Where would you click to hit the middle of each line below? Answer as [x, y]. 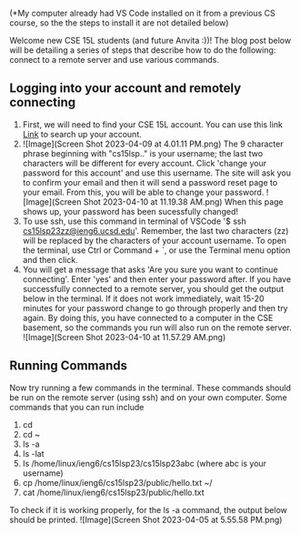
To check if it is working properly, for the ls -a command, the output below [149, 509]
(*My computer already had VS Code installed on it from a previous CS [142, 13]
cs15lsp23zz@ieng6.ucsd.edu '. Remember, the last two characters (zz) [155, 230]
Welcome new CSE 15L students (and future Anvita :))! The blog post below [150, 40]
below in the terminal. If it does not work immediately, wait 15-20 [144, 298]
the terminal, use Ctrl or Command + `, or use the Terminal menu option [156, 250]
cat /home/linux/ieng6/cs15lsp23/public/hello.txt [113, 492]
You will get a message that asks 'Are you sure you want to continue [150, 269]
